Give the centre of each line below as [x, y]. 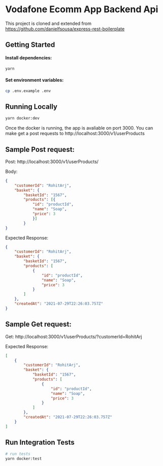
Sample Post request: [40, 149]
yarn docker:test [24, 459]
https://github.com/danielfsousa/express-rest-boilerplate [65, 28]
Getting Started [30, 45]
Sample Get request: [39, 324]
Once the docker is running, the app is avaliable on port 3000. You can [79, 128]
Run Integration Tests [40, 442]
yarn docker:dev [22, 118]
